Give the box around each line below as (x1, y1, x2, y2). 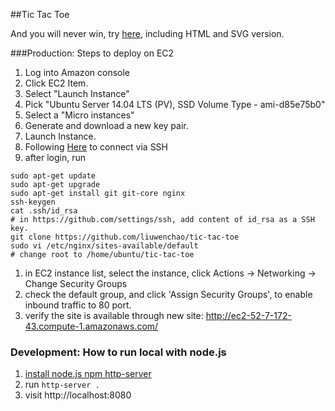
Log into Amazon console (24, 67, 130, 78)
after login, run (24, 152, 86, 163)
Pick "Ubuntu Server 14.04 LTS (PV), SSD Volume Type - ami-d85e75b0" (24, 99, 326, 110)
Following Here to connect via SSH (24, 141, 169, 153)
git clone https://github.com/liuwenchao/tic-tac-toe (10, 232, 240, 242)
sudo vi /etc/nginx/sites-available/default (10, 241, 199, 251)
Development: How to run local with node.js (10, 345, 227, 359)
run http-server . (24, 379, 100, 391)
